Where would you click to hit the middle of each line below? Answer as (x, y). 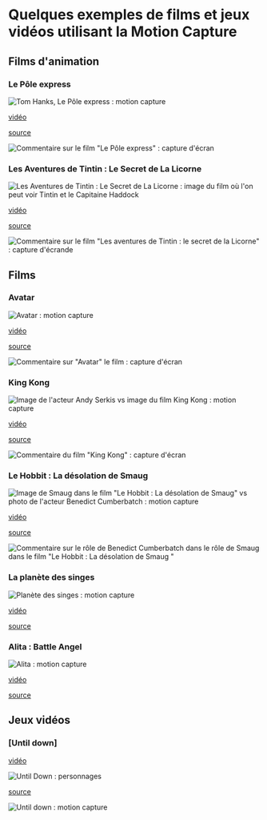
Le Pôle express (40, 84)
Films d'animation (54, 61)
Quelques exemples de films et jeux (129, 15)
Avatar (22, 298)
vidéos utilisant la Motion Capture (123, 32)
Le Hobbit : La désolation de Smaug (78, 476)
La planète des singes (52, 577)
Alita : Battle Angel (45, 646)
